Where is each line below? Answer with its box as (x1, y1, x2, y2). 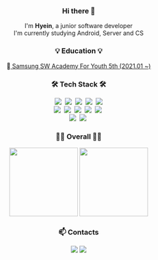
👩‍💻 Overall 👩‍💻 (55, 132, 102, 141)
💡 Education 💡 (55, 46, 103, 56)
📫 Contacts (58, 228, 99, 237)
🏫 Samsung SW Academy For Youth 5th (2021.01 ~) (6, 62, 151, 70)
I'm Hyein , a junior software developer (24, 22, 133, 30)
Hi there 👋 (62, 6, 96, 16)
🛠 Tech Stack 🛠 (51, 79, 107, 88)
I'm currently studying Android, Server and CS (14, 29, 144, 37)
